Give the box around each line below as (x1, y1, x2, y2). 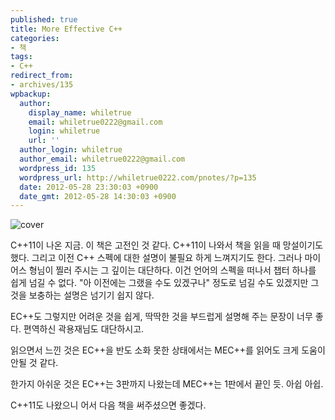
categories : (10, 33, 60, 43)
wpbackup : (10, 89, 52, 99)
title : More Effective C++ (10, 24, 123, 34)
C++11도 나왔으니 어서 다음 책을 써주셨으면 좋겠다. (10, 399, 207, 411)
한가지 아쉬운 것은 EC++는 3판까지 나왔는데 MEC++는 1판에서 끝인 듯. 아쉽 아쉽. (10, 378, 324, 390)
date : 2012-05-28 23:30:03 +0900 (19, 182, 159, 192)
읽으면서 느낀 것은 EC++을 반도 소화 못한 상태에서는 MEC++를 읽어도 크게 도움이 (10, 344, 326, 356)
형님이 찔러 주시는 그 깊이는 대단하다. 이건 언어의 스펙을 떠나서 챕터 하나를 (28, 264, 317, 276)
